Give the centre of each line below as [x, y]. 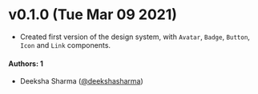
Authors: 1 [26, 63]
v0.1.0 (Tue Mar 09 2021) [93, 15]
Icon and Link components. [65, 45]
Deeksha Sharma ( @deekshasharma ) [82, 81]
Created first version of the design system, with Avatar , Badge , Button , [135, 37]
